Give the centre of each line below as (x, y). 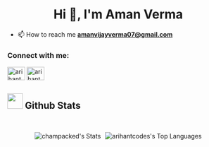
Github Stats (52, 105)
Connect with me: (38, 55)
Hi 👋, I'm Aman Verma (118, 14)
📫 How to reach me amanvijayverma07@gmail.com (95, 34)
